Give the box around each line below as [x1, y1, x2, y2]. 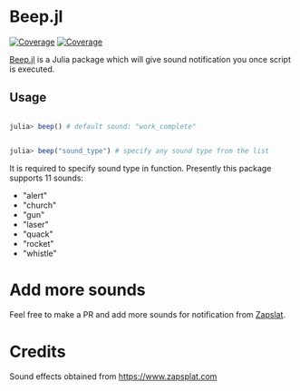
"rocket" [22, 238, 54, 249]
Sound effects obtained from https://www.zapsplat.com [9, 371, 218, 382]
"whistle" [22, 248, 57, 259]
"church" [22, 200, 57, 210]
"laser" [22, 219, 49, 230]
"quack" [22, 229, 54, 239]
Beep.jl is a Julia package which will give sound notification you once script [9, 54, 292, 64]
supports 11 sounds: [9, 172, 84, 183]
